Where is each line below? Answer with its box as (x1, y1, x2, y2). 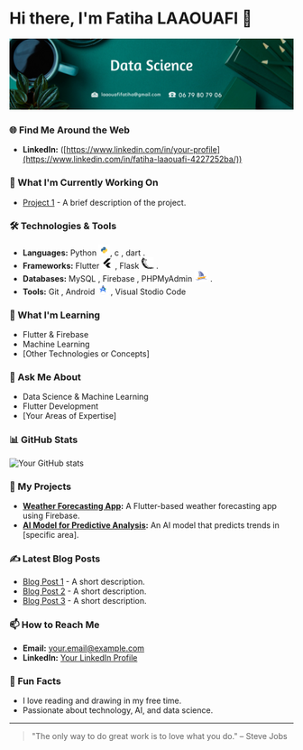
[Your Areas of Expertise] (22, 411, 117, 421)
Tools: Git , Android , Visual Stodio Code (22, 286, 187, 297)
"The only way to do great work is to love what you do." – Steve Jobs (31, 730, 288, 741)
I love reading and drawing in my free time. (22, 695, 182, 706)
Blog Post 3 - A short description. (22, 596, 147, 606)
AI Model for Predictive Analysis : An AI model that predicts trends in (22, 520, 280, 531)
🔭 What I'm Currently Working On (9, 176, 159, 189)
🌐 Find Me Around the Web (9, 124, 131, 136)
